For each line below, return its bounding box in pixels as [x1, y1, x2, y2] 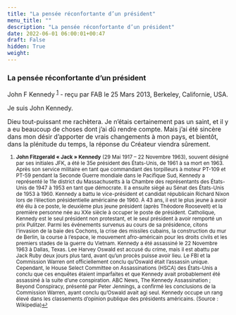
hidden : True [7, 43, 46, 50]
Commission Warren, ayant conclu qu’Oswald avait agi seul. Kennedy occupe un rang [15, 289, 223, 296]
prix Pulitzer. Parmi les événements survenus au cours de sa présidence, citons [15, 221, 208, 228]
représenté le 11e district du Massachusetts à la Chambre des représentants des [15, 178, 210, 185]
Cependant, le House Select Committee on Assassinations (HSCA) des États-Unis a [15, 264, 218, 271]
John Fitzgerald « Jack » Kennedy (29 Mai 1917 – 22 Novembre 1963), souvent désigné [15, 153, 229, 161]
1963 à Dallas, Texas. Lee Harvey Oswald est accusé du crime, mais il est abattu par [15, 246, 220, 253]
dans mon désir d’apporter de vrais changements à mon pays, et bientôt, [7, 132, 218, 141]
